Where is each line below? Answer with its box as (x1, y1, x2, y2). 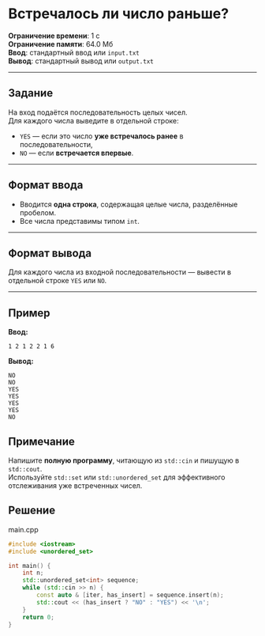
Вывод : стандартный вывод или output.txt (8, 56, 154, 66)
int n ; (22, 569, 44, 577)
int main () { (8, 562, 51, 570)
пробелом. (19, 207, 57, 218)
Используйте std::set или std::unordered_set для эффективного (8, 472, 226, 482)
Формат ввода (8, 179, 84, 192)
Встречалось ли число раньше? (8, 5, 230, 23)
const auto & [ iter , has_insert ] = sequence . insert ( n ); (36, 591, 224, 600)
